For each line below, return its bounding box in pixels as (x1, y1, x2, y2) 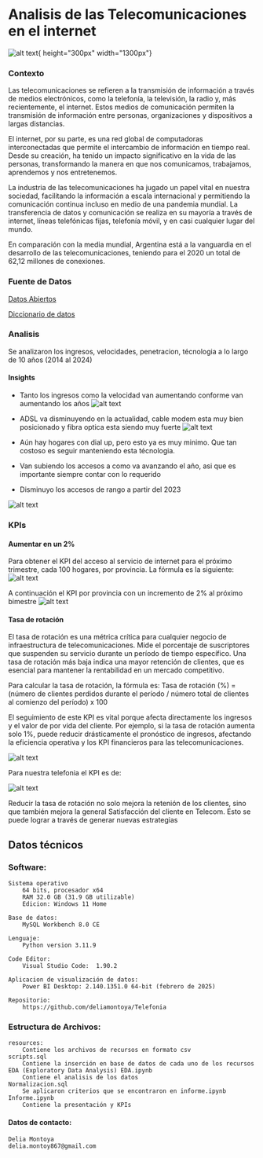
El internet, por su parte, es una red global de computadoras (8, 134, 203, 144)
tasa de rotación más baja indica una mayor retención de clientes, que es (8, 658, 245, 667)
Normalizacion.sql (8, 1080, 68, 1089)
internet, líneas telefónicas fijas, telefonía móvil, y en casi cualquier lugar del (8, 216, 255, 225)
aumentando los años (19, 399, 90, 409)
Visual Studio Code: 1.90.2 (22, 962, 118, 970)
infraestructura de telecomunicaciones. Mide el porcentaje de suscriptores (8, 640, 250, 650)
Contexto (8, 68, 45, 79)
